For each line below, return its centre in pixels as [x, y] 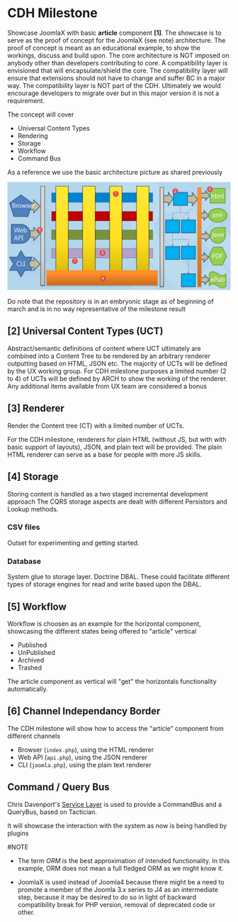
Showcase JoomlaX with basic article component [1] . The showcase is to [114, 33]
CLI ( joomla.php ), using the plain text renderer [85, 764]
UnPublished [36, 652]
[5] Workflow [37, 606]
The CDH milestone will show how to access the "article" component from [116, 728]
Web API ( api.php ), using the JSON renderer [82, 757]
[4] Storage [33, 477]
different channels [34, 736]
